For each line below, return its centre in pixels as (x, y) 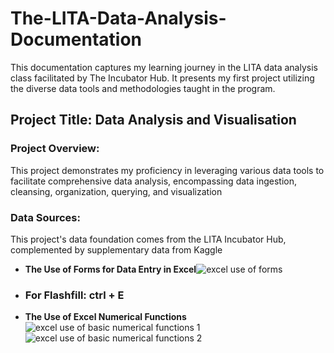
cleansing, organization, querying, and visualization (116, 191)
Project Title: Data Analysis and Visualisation (153, 120)
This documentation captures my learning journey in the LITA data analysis (164, 67)
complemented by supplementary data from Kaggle (116, 249)
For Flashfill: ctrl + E (74, 295)
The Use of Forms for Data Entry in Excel (110, 269)
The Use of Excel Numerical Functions (105, 317)
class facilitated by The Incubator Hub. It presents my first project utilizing (162, 78)
